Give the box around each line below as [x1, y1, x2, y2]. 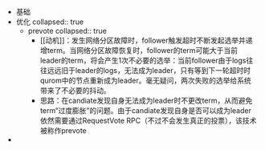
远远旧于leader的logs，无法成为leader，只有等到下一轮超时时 [47, 66, 251, 75]
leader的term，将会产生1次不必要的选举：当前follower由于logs [39, 55, 247, 65]
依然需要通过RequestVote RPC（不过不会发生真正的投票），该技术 [39, 116, 257, 125]
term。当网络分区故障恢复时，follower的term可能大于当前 [47, 46, 238, 55]
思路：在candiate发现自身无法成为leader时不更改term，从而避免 [39, 95, 253, 105]
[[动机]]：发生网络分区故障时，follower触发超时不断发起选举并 [39, 35, 247, 45]
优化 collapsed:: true [15, 17, 84, 26]
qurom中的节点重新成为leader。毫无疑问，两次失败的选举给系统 [39, 75, 251, 85]
